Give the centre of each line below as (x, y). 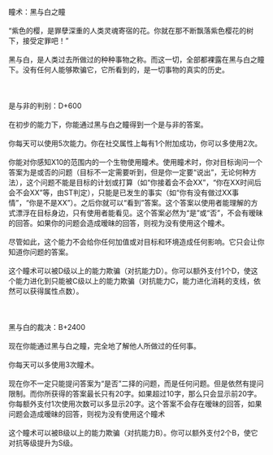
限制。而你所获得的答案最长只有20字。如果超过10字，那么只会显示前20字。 (135, 394)
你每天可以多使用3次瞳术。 (54, 365)
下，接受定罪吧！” (39, 41)
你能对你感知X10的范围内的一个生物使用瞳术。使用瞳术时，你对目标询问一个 (136, 162)
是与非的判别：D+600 (45, 106)
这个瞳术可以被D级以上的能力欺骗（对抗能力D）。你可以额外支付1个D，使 (130, 271)
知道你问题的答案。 (41, 252)
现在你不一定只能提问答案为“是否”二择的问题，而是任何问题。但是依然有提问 (136, 383)
